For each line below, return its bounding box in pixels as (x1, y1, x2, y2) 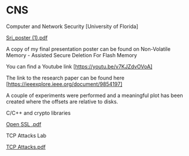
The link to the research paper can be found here (6, 74, 125, 81)
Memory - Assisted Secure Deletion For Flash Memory (6, 51, 138, 58)
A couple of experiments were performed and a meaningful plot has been (6, 92, 183, 99)
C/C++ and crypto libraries (6, 109, 71, 116)
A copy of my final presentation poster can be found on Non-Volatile (6, 45, 171, 53)
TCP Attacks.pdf (6, 143, 46, 150)
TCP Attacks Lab (6, 132, 47, 139)
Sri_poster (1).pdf (6, 34, 48, 41)
